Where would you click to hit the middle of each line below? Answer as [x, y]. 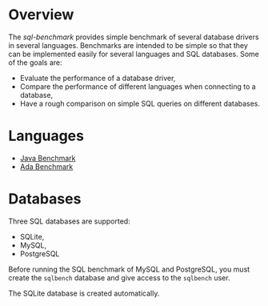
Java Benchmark [48, 158]
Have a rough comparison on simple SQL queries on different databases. [140, 103]
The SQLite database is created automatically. [84, 293]
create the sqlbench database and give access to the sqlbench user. [119, 277]
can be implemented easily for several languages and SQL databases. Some [134, 54]
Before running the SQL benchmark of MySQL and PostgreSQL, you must [129, 269]
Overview [41, 15]
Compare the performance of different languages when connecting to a [138, 87]
